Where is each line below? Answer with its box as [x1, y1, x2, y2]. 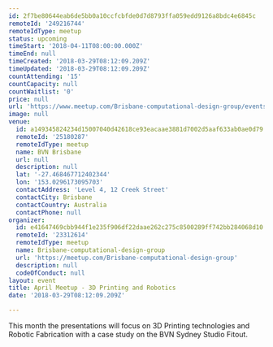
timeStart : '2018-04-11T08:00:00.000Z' [8, 42, 144, 50]
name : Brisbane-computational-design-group [15, 246, 165, 254]
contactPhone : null [15, 208, 82, 216]
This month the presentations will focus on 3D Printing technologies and [8, 321, 250, 330]
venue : [8, 118, 31, 126]
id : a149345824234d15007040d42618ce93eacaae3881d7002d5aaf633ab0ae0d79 [15, 125, 264, 133]
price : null [8, 95, 49, 103]
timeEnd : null [8, 50, 57, 58]
